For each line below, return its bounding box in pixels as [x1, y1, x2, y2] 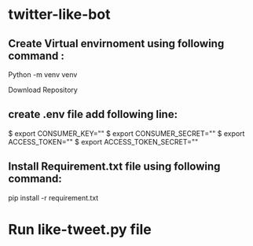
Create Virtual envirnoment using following [8, 37, 225, 50]
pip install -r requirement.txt [8, 193, 99, 202]
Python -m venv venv [8, 70, 78, 79]
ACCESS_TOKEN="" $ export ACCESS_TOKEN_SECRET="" [8, 137, 199, 146]
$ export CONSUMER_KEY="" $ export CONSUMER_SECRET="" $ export [8, 128, 245, 138]
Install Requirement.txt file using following [8, 160, 221, 174]
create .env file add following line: [8, 108, 178, 121]
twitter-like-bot [8, 6, 111, 24]
